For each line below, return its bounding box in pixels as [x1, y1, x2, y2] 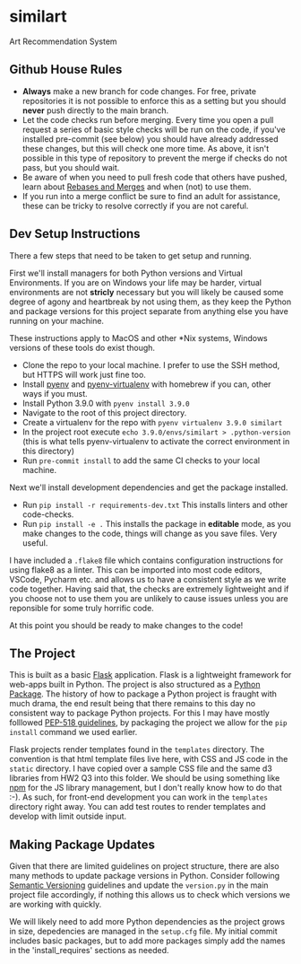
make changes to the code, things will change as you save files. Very [21, 528, 278, 539]
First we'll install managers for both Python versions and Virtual [9, 267, 244, 278]
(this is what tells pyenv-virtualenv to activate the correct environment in [21, 435, 290, 446]
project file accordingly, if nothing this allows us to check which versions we [9, 890, 291, 900]
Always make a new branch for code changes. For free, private [21, 85, 257, 96]
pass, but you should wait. [21, 162, 120, 172]
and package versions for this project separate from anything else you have [9, 305, 288, 316]
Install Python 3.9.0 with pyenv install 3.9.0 [21, 398, 190, 408]
